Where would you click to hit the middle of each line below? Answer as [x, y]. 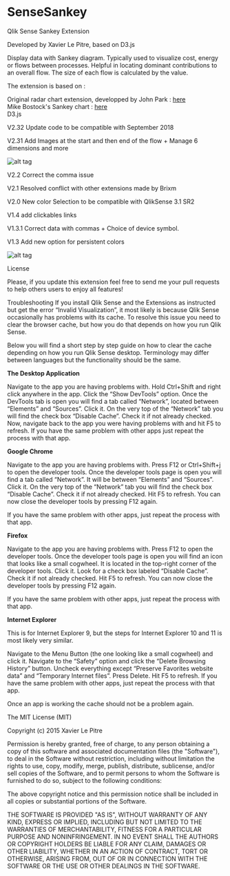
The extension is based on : [46, 86]
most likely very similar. [40, 640]
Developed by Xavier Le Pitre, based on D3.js [71, 44]
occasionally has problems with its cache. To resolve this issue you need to [114, 317]
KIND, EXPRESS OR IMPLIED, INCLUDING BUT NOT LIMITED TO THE [105, 821]
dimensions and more [38, 148]
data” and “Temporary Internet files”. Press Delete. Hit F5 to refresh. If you [112, 675]
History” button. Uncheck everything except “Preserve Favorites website [110, 668]
